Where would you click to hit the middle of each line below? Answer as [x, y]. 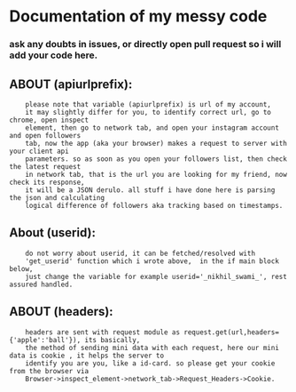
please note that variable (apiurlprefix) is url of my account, [148, 104]
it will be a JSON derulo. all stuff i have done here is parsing [150, 190]
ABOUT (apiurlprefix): [71, 84]
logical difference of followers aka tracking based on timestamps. [154, 205]
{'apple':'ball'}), [45, 340]
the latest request [45, 166]
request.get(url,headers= [231, 332]
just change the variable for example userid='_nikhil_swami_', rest [156, 276]
